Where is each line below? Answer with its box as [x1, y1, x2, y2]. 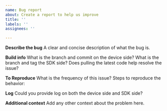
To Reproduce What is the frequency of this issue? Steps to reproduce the [5, 75, 161, 81]
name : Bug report [5, 7, 42, 13]
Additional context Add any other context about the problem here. [5, 100, 145, 106]
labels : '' [5, 21, 28, 27]
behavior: [5, 81, 25, 87]
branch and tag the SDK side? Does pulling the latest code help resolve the [5, 60, 162, 66]
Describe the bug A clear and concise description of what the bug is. [5, 45, 150, 51]
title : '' [5, 17, 26, 22]
